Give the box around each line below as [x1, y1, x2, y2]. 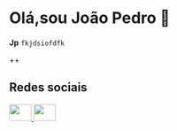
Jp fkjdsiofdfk [9, 37, 65, 48]
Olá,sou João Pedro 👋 [9, 8, 171, 28]
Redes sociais [9, 80, 88, 96]
